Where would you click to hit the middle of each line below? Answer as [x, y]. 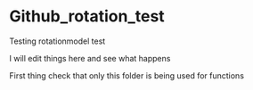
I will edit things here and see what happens [90, 58]
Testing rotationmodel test [57, 41]
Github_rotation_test [87, 16]
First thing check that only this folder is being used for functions [127, 75]
